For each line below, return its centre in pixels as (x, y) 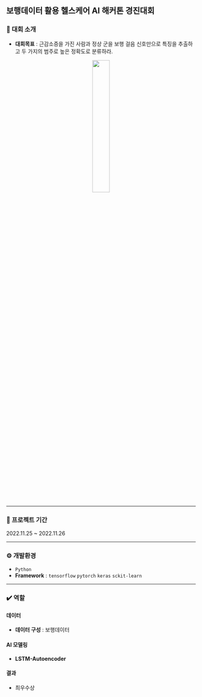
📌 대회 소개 (21, 30)
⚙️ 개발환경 (21, 555)
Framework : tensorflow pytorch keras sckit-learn (78, 576)
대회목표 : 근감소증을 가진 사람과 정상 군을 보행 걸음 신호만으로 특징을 (96, 43)
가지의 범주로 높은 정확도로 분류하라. (70, 51)
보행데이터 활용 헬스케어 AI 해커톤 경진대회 (81, 11)
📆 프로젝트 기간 (27, 520)
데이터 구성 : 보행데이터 (42, 630)
